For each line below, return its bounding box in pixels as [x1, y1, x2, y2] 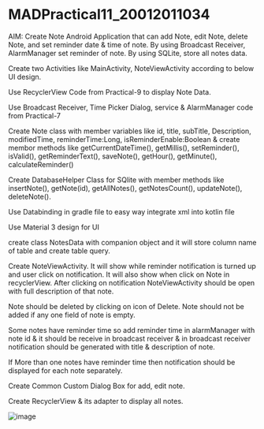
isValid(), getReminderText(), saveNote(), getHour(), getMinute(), [8, 151, 218, 161]
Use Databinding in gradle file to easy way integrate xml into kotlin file [8, 207, 235, 216]
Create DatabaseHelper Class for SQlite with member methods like [8, 175, 225, 185]
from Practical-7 [8, 110, 61, 120]
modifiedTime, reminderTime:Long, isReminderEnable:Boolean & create [8, 134, 240, 144]
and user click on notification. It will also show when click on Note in [8, 270, 230, 279]
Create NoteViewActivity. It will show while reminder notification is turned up [8, 261, 256, 270]
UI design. [8, 72, 42, 81]
